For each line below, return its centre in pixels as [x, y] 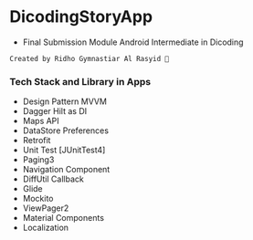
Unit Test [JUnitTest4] [64, 150]
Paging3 [38, 160]
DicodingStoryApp [81, 17]
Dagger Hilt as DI [55, 111]
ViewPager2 [46, 208]
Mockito [38, 199]
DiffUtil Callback [53, 179]
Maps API [41, 121]
